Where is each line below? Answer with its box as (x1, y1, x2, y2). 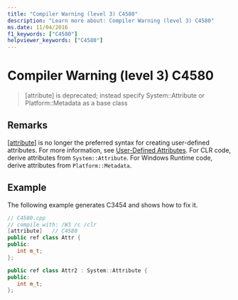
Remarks (7, 119, 48, 132)
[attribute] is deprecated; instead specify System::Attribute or (24, 91, 205, 100)
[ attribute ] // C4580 (7, 227, 78, 235)
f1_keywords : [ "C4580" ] (7, 30, 78, 38)
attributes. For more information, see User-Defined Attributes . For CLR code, (7, 145, 232, 154)
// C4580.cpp (7, 214, 46, 222)
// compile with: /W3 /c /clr (7, 221, 97, 228)
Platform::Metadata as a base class (24, 99, 128, 108)
